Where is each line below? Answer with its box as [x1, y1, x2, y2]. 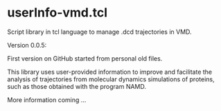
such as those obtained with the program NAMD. [7, 82, 147, 90]
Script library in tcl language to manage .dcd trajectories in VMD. [7, 28, 192, 36]
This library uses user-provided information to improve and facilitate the [7, 68, 213, 76]
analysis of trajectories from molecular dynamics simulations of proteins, [7, 74, 215, 83]
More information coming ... [7, 95, 87, 104]
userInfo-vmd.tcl [7, 5, 108, 21]
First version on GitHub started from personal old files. [7, 54, 163, 63]
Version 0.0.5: [7, 41, 47, 49]
